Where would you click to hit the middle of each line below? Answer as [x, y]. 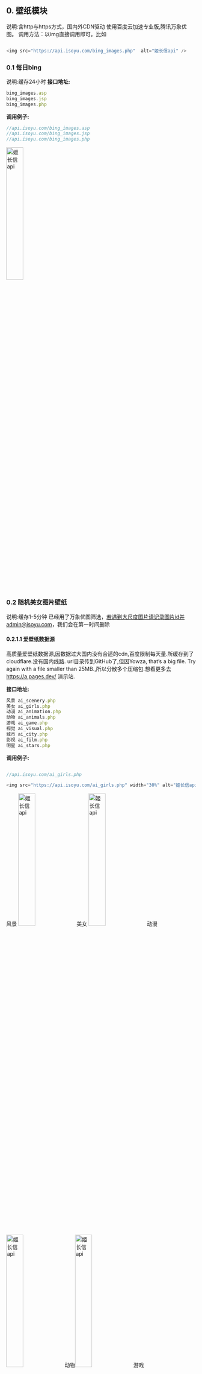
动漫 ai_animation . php [34, 712]
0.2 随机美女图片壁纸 [37, 602]
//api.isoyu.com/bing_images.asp [48, 128]
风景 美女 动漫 [82, 924]
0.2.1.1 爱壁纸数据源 [31, 639]
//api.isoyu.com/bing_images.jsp [48, 134]
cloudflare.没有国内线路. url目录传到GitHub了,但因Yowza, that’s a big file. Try [101, 661]
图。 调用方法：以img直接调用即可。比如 [57, 34]
